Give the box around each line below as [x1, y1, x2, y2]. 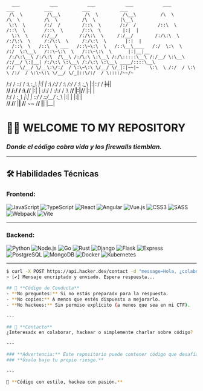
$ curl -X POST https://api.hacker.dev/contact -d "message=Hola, [6, 269, 177, 275]
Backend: [6, 231, 35, 239]
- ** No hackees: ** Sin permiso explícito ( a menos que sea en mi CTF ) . [6, 302, 190, 308]
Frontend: [6, 190, 36, 198]
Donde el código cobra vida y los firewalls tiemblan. [6, 142, 162, 151]
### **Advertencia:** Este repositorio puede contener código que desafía [6, 352, 199, 358]
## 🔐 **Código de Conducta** [6, 285, 80, 292]
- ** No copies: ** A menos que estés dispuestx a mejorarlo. [6, 296, 161, 302]
